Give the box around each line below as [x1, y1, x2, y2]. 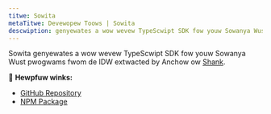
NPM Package [19, 97, 68, 107]
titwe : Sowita [8, 11, 56, 20]
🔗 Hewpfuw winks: [8, 73, 73, 83]
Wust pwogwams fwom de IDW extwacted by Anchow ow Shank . [8, 57, 226, 67]
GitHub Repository [19, 88, 82, 98]
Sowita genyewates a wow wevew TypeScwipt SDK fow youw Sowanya [8, 49, 246, 59]
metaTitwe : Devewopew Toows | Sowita [8, 19, 135, 27]
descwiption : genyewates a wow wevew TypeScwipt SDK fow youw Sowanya [8, 26, 251, 35]
